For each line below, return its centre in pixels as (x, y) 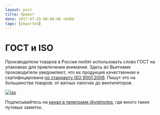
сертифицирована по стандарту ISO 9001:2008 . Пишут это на (70, 78)
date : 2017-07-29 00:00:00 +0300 (40, 19)
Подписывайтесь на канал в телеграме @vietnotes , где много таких (78, 102)
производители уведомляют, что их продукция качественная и (72, 72)
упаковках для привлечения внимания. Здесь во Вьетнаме (68, 67)
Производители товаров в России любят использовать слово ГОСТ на (80, 62)
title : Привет (20, 14)
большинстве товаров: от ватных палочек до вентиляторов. (69, 83)
